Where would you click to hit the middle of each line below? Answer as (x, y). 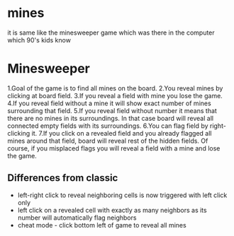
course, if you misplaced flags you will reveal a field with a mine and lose (114, 148)
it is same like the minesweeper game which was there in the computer (111, 33)
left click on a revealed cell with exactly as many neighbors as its (112, 210)
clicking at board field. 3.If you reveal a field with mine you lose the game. (115, 95)
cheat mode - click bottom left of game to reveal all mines (102, 225)
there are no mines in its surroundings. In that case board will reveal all (111, 118)
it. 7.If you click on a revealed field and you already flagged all (122, 133)
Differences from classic (63, 178)
